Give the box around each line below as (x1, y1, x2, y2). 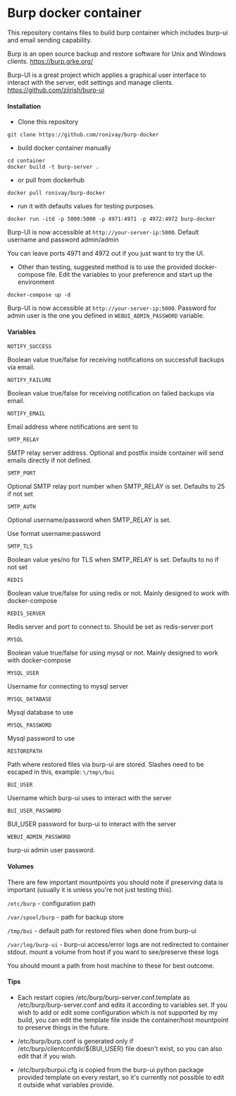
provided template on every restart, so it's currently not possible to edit (17, 1073, 225, 1081)
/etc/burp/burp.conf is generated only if (17, 1037, 134, 1045)
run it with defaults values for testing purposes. (17, 202, 155, 210)
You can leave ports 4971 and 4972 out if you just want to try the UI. (7, 249, 205, 258)
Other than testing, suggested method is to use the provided (17, 263, 193, 271)
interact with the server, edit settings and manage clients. (7, 78, 174, 86)
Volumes (7, 862, 34, 870)
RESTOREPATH (7, 748, 42, 755)
